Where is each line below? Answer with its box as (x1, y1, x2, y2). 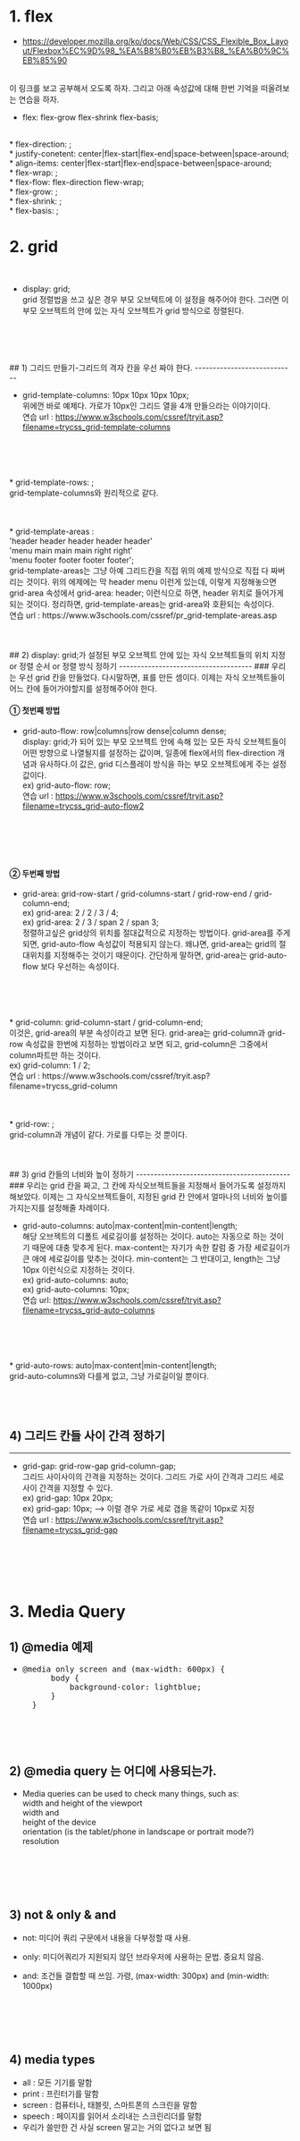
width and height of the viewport (21, 1798, 143, 1808)
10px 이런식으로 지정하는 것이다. (21, 1265, 136, 1275)
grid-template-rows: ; (14, 477, 95, 487)
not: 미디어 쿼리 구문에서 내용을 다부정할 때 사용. (21, 1932, 192, 1942)
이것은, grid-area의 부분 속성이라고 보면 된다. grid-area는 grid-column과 (9, 1028, 266, 1038)
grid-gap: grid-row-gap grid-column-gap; (21, 1460, 177, 1472)
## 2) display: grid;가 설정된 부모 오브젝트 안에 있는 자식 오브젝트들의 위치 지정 (9, 649, 286, 660)
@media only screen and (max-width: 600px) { (21, 1664, 226, 1674)
